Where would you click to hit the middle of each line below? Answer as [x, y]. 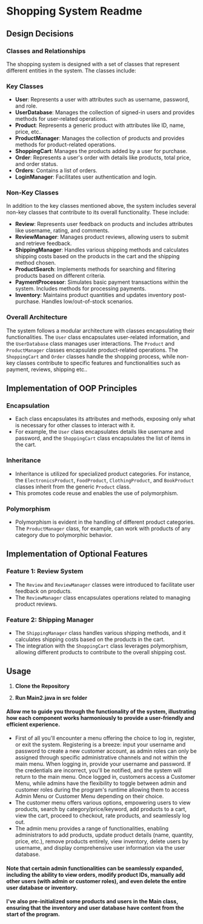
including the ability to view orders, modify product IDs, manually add [96, 874]
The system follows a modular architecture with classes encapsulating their [101, 330]
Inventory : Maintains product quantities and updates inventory [93, 295]
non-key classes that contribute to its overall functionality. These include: [98, 212]
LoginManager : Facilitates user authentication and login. [86, 177]
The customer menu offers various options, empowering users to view [103, 803]
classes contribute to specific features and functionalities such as [98, 363]
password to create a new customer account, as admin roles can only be [106, 751]
